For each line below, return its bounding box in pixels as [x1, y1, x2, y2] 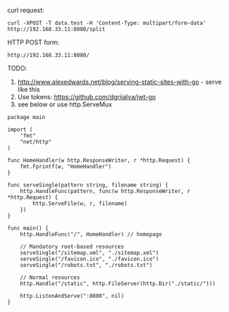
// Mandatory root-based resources [20, 243, 125, 250]
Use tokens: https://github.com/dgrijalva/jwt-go [17, 93, 156, 101]
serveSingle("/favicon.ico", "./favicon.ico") [20, 256, 159, 263]
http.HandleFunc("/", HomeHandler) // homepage [20, 231, 162, 238]
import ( [7, 126, 33, 133]
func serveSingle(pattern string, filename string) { [7, 182, 169, 189]
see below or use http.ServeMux [17, 100, 113, 108]
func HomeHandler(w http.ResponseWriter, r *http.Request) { [7, 157, 191, 164]
